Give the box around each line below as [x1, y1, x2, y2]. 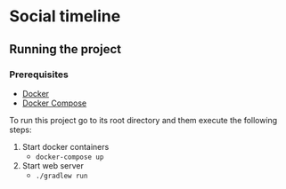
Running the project [9, 42, 122, 57]
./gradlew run [35, 171, 88, 180]
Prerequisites [9, 68, 69, 81]
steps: [9, 124, 32, 135]
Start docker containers [21, 141, 110, 152]
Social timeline [9, 6, 121, 27]
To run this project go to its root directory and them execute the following [9, 114, 278, 125]
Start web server [21, 160, 85, 170]
